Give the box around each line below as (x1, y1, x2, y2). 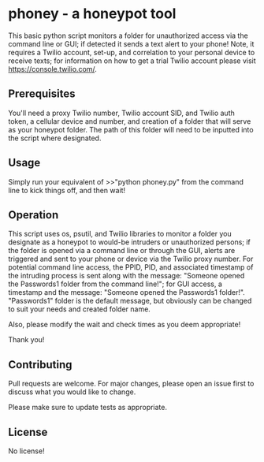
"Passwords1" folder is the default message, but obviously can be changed (8, 296, 252, 306)
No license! (8, 446, 45, 456)
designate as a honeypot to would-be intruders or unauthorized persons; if (8, 237, 251, 247)
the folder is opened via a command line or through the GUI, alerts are (8, 246, 236, 255)
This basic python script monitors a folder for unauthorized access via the (8, 31, 248, 40)
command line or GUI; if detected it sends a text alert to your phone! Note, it (8, 39, 255, 48)
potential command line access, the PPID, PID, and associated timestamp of (8, 263, 254, 272)
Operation (8, 208, 59, 222)
